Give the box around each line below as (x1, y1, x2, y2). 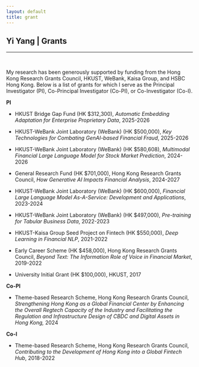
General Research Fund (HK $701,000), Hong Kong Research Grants (14, 170, 182, 177)
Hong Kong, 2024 (14, 319, 59, 326)
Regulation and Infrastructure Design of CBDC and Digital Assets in (14, 313, 179, 320)
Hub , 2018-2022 (14, 355, 55, 362)
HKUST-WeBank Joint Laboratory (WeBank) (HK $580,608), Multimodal (14, 146, 190, 153)
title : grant (6, 14, 38, 20)
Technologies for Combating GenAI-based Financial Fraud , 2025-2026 (14, 134, 189, 142)
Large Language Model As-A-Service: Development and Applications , (14, 194, 187, 201)
